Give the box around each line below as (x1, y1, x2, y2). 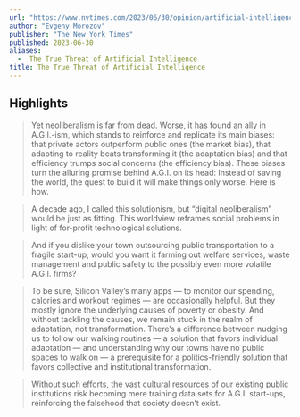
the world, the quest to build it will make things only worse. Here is (30, 176, 276, 188)
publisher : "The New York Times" (9, 29, 134, 38)
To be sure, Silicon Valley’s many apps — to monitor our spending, (30, 285, 275, 296)
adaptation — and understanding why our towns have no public (30, 342, 265, 353)
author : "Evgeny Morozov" (9, 21, 105, 30)
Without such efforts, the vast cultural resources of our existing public (30, 379, 289, 389)
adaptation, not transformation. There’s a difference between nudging (30, 323, 288, 334)
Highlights (9, 96, 69, 112)
